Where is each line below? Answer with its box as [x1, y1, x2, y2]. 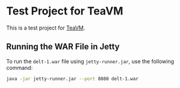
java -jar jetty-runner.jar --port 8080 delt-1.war [6, 75, 138, 82]
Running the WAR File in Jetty [6, 42, 120, 52]
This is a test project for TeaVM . [6, 24, 85, 31]
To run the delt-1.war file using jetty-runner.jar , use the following [6, 57, 175, 64]
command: [6, 64, 33, 71]
